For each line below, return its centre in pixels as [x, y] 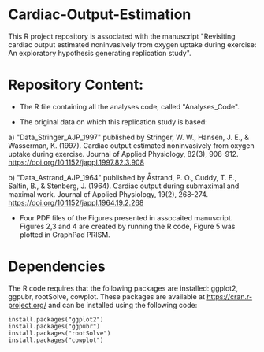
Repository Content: [76, 85]
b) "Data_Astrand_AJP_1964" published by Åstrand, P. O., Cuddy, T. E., [123, 177]
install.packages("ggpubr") [54, 326]
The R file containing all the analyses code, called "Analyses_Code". [130, 106]
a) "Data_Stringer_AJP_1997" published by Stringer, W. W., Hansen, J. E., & [129, 137]
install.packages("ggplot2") [56, 319]
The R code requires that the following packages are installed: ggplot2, [123, 288]
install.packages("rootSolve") [59, 333]
